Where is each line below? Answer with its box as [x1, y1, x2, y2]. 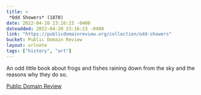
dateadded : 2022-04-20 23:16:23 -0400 [6, 25, 104, 32]
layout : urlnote [6, 43, 47, 49]
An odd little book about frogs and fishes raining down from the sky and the [6, 64, 195, 72]
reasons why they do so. [6, 70, 68, 78]
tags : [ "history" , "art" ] [6, 48, 71, 54]
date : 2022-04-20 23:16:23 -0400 [6, 20, 91, 26]
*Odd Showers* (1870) [8, 14, 64, 20]
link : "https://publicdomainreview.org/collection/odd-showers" [6, 31, 172, 37]
